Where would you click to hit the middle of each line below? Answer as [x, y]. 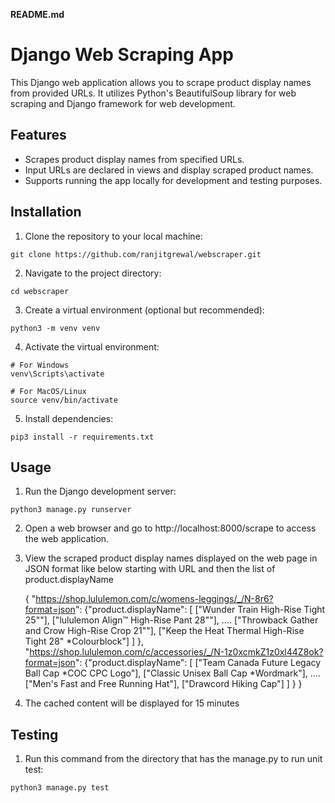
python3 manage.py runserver [71, 510]
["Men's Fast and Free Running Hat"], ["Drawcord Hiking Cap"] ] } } [163, 684]
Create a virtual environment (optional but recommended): [144, 310]
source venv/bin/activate [64, 400]
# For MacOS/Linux [48, 391]
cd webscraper [40, 291]
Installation [46, 212]
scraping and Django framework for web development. [123, 103]
